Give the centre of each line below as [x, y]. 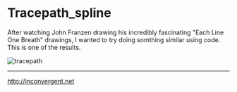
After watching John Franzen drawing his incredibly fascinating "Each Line [116, 32]
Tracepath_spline [59, 13]
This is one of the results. [44, 47]
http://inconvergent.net [41, 81]
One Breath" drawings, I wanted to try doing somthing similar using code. [114, 39]
